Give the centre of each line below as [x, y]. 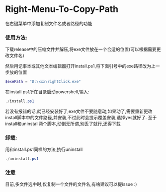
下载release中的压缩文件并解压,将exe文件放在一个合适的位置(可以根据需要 [81, 49]
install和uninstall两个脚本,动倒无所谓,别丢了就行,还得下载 [63, 124]
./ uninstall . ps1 [22, 159]
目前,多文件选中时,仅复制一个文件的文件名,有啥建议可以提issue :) [71, 184]
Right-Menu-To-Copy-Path [62, 9]
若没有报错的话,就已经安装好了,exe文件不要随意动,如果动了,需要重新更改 [79, 111]
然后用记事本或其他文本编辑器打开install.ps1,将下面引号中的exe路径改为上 [80, 66]
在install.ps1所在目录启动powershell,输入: [47, 92]
